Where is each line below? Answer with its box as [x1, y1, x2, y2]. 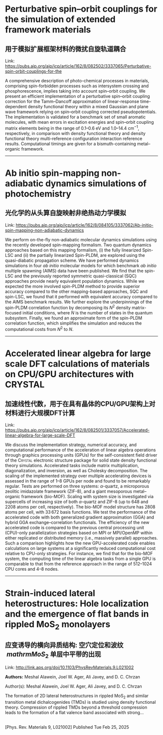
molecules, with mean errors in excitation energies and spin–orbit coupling [5, 119, 154, 125]
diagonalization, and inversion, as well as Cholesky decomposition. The [5, 467, 148, 473]
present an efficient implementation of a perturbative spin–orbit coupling [5, 94, 150, 99]
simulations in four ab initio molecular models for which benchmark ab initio [5, 262, 157, 269]
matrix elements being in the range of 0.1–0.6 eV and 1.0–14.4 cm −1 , [5, 124, 140, 131]
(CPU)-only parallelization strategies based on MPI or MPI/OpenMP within [5, 530, 153, 536]
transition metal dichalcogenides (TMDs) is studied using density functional [5, 699, 156, 705]
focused [5, 310, 22, 316]
